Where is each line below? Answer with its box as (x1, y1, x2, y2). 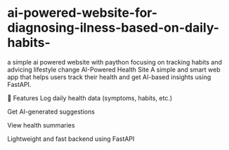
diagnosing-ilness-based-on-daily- (7, 20, 220, 36)
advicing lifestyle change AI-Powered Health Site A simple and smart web (7, 65, 221, 74)
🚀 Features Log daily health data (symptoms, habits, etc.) (7, 93, 173, 102)
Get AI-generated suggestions (7, 107, 95, 116)
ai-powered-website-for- (7, 5, 158, 21)
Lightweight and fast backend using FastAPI (7, 135, 135, 143)
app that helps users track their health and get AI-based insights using (7, 72, 211, 81)
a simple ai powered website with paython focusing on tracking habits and (7, 57, 223, 66)
